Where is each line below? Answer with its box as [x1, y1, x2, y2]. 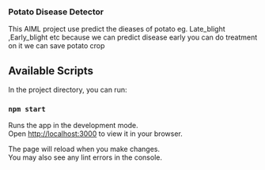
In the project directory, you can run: [8, 85, 127, 95]
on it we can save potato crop [8, 41, 105, 51]
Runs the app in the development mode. [8, 121, 138, 130]
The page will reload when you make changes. [8, 145, 161, 154]
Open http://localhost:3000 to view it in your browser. [8, 129, 184, 138]
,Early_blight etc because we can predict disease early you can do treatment [8, 32, 258, 42]
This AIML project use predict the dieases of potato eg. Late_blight [8, 25, 225, 34]
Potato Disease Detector [8, 6, 104, 17]
